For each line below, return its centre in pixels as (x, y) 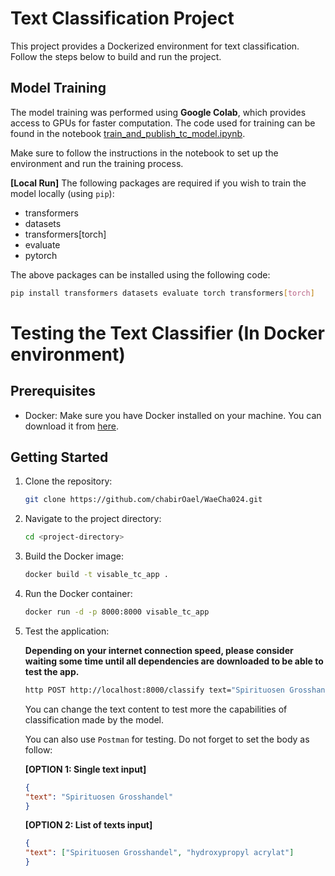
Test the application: (67, 631)
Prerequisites (53, 391)
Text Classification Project (122, 18)
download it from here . (71, 426)
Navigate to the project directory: (93, 519)
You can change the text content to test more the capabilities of (156, 709)
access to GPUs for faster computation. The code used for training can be (163, 123)
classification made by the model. (94, 719)
